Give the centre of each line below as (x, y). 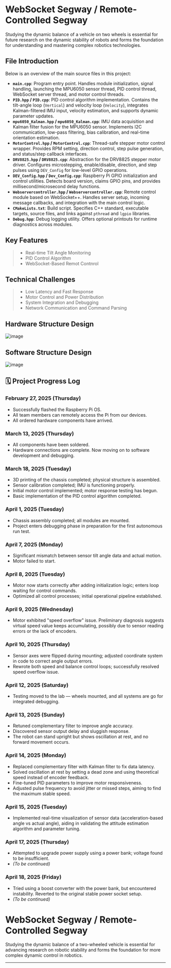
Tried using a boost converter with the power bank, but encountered (84, 888)
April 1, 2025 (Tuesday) (35, 510)
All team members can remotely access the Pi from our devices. (80, 415)
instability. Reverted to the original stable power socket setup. (77, 894)
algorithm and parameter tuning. (46, 829)
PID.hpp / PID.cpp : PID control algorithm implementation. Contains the (85, 99)
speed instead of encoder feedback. (51, 777)
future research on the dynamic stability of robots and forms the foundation (84, 40)
